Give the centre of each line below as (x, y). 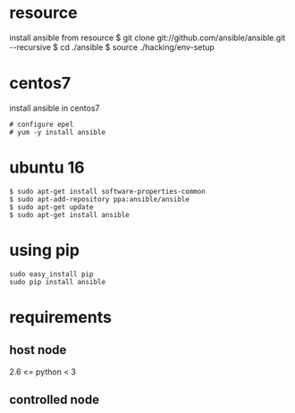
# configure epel (42, 124)
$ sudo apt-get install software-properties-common (107, 191)
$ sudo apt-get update (51, 207)
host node (38, 350)
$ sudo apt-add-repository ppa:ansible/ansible (100, 199)
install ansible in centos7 (55, 108)
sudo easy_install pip (51, 274)
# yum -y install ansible (57, 132)
